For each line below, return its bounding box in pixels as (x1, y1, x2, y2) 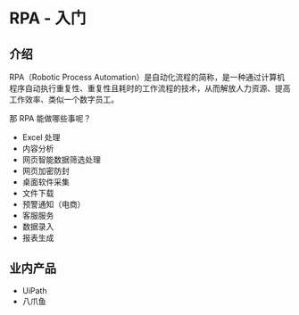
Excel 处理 (21, 132, 61, 143)
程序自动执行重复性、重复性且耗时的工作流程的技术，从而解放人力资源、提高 (9, 83, 291, 94)
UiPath (21, 285, 47, 295)
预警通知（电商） (21, 199, 86, 210)
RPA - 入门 (9, 8, 87, 29)
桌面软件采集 (21, 177, 70, 187)
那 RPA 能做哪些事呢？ (9, 113, 92, 123)
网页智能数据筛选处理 (21, 154, 101, 165)
